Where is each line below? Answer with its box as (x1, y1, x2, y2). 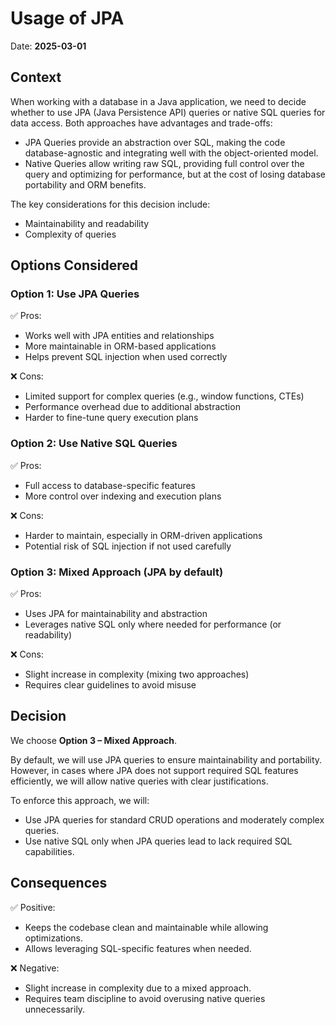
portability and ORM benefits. (24, 178, 147, 191)
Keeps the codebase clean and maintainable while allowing (24, 921, 269, 933)
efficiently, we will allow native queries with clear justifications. (10, 775, 269, 787)
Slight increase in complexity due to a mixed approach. (24, 982, 252, 994)
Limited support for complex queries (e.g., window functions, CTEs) (24, 390, 305, 402)
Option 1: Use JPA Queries (10, 287, 140, 301)
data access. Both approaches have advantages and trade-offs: (10, 117, 273, 129)
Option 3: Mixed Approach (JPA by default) (10, 565, 224, 579)
